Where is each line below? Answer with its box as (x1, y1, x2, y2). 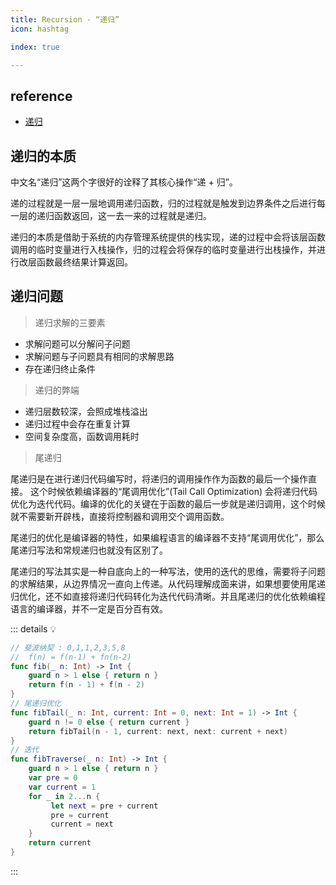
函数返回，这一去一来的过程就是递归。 (53, 210, 212, 221)
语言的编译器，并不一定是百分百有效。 (10, 602, 168, 615)
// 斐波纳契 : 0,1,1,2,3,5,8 (10, 642, 126, 653)
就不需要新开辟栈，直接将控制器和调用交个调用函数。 (10, 510, 230, 522)
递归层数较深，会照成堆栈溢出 (24, 405, 148, 417)
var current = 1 (28, 782, 97, 792)
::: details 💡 (10, 622, 57, 635)
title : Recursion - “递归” (10, 14, 120, 25)
